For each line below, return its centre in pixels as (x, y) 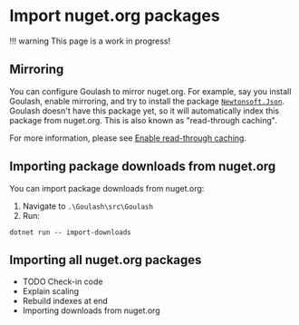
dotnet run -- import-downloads (70, 232)
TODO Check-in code (63, 281)
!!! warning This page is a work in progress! (90, 41)
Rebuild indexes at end (65, 301)
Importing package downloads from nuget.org (143, 167)
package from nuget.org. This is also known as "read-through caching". (144, 120)
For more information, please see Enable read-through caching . (128, 138)
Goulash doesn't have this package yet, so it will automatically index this (145, 111)
